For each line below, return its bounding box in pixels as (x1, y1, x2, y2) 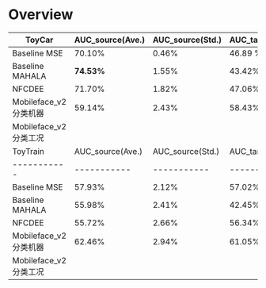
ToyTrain (12, 145, 45, 156)
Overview (8, 6, 74, 24)
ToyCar (25, 34, 54, 45)
